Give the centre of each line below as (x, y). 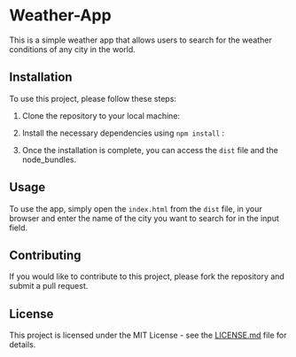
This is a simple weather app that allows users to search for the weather (140, 40)
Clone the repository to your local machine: (101, 115)
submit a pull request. (49, 286)
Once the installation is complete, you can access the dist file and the (150, 150)
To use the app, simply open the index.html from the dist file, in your (136, 208)
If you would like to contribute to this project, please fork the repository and (147, 276)
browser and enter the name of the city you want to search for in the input (144, 218)
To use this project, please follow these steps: (93, 98)
